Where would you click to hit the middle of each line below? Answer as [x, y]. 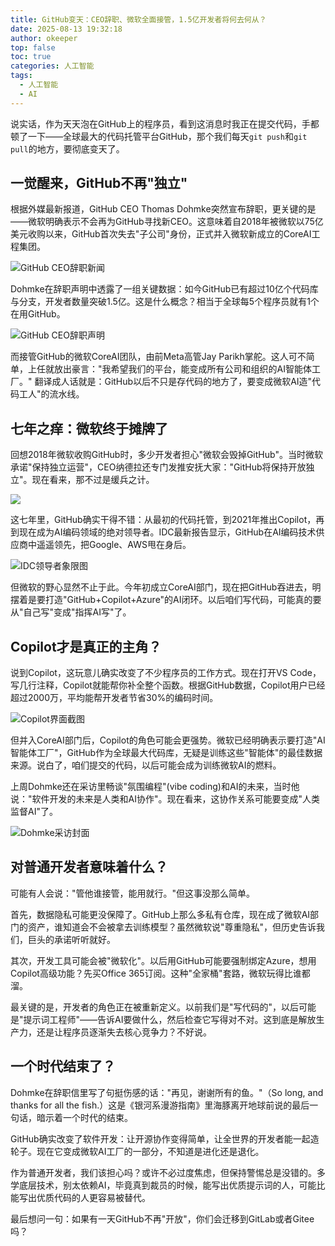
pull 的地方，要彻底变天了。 [67, 148]
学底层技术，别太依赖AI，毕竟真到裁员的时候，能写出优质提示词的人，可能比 [168, 1185]
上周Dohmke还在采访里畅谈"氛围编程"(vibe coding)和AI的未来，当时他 [155, 787]
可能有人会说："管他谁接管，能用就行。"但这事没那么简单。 [133, 893]
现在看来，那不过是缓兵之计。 [93, 480]
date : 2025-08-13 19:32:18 [66, 29]
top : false [33, 47]
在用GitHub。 [38, 314]
